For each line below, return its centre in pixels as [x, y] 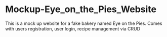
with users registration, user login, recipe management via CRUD [73, 28]
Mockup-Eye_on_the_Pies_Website [81, 9]
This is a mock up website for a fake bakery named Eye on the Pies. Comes [84, 23]
